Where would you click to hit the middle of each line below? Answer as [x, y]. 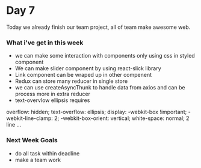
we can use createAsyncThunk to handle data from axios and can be [100, 88]
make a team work [38, 160]
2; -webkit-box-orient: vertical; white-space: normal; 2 [122, 118]
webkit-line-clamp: [29, 118]
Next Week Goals [32, 140]
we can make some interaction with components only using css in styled [105, 56]
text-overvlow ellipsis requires [52, 100]
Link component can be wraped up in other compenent [83, 75]
